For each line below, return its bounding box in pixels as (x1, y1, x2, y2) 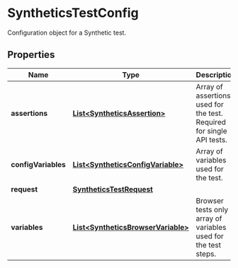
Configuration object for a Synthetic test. (7, 28, 126, 37)
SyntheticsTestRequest (72, 184, 154, 194)
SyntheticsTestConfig (7, 5, 140, 21)
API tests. (195, 134, 228, 144)
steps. (195, 249, 217, 259)
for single (195, 126, 227, 136)
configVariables (11, 159, 66, 169)
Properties (7, 49, 55, 61)
